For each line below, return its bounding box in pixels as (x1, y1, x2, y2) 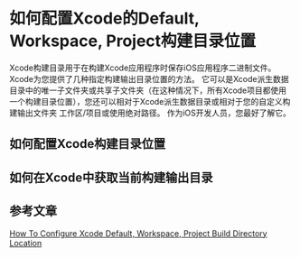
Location (9, 237, 42, 248)
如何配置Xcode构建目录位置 (9, 136, 165, 151)
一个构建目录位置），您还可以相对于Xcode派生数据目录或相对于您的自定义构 (9, 96, 291, 106)
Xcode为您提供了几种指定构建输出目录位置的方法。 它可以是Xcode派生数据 (9, 73, 289, 84)
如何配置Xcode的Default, (9, 8, 200, 29)
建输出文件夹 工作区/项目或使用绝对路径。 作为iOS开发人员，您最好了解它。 (9, 107, 291, 118)
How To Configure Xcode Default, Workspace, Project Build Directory (9, 227, 268, 239)
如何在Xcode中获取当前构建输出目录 (9, 170, 213, 185)
